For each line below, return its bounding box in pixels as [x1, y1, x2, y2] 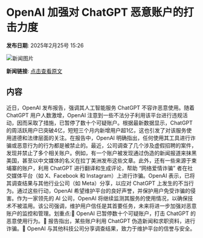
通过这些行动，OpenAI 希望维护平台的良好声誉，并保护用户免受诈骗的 [16, 187, 191, 194]
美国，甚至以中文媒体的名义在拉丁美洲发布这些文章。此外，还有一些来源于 [6, 156, 192, 164]
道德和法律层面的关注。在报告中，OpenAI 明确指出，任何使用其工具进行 [11, 134, 191, 141]
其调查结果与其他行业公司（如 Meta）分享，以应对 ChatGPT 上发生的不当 [6, 179, 189, 187]
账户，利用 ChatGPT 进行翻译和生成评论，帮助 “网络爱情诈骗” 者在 [22, 164, 188, 172]
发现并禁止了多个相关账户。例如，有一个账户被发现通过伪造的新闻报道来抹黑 [6, 149, 197, 156]
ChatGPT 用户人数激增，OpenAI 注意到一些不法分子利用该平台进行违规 [6, 111, 183, 118]
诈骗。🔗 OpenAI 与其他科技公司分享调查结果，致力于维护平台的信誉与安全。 [6, 225, 196, 232]
